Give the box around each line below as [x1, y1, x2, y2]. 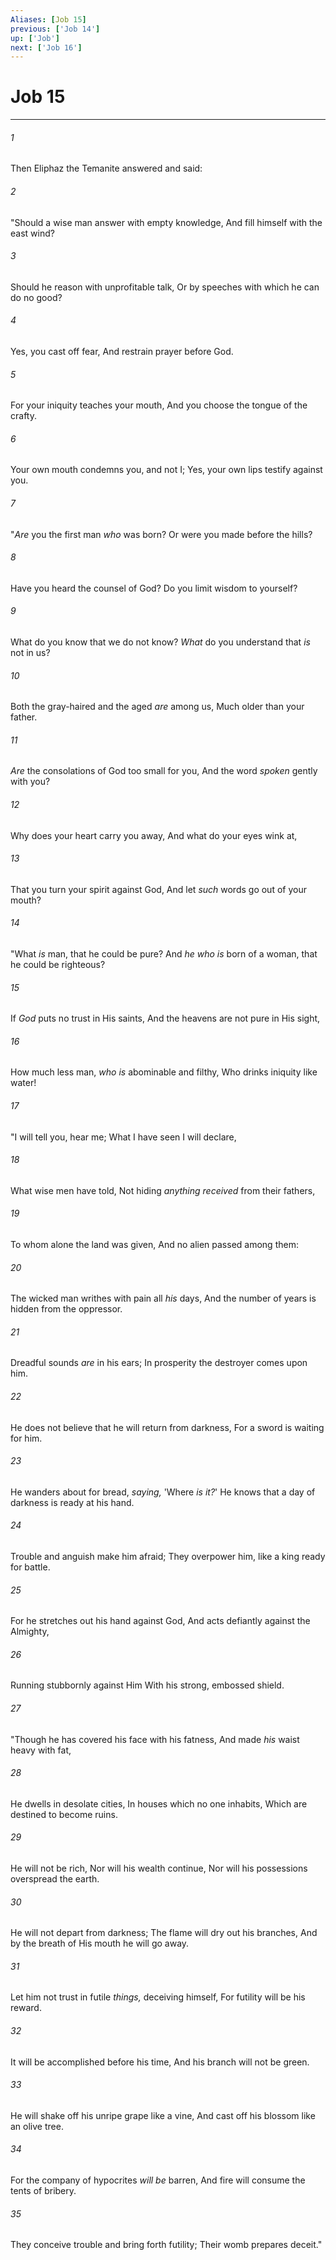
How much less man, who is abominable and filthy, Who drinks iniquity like [10, 1066, 318, 1078]
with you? [10, 776, 51, 788]
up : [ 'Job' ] [10, 33, 60, 43]
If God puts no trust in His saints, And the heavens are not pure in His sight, [10, 1012, 321, 1025]
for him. [10, 1432, 43, 1444]
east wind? [10, 227, 55, 239]
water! [10, 1077, 37, 1089]
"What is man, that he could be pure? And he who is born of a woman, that [10, 948, 318, 960]
